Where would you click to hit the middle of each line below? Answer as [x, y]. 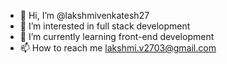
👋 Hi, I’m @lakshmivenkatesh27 [84, 15]
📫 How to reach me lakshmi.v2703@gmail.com [118, 48]
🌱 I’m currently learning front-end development [117, 36]
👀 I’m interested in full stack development [105, 26]
